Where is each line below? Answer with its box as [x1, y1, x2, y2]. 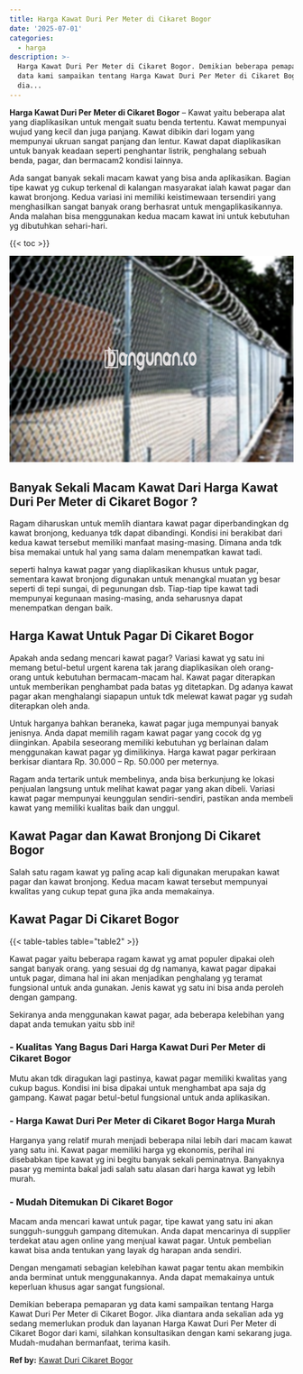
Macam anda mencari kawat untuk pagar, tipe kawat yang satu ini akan [9, 1216, 273, 1227]
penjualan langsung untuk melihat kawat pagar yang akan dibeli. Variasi [9, 783, 275, 793]
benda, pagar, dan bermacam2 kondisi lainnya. [9, 154, 183, 166]
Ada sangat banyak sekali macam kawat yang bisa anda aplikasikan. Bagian [9, 172, 291, 183]
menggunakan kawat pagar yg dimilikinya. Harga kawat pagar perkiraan [9, 747, 277, 757]
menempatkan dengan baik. [9, 602, 114, 613]
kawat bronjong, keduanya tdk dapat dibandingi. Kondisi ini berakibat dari [9, 527, 282, 538]
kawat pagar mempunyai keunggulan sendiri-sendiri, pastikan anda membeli [9, 792, 294, 803]
